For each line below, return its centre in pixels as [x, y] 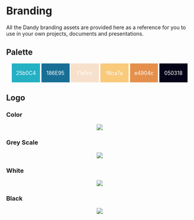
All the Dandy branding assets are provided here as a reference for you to [96, 27]
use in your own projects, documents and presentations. [75, 33]
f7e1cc [85, 73]
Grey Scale [22, 142]
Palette [20, 52]
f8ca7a [115, 73]
